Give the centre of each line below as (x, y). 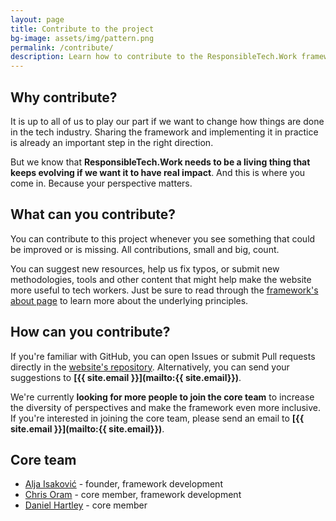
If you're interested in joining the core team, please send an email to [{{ (157, 418)
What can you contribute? (93, 214)
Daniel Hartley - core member (86, 505)
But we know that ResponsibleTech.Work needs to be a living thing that (160, 162)
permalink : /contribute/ (62, 47)
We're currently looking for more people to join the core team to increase (162, 397)
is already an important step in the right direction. (112, 142)
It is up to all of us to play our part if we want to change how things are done (167, 121)
